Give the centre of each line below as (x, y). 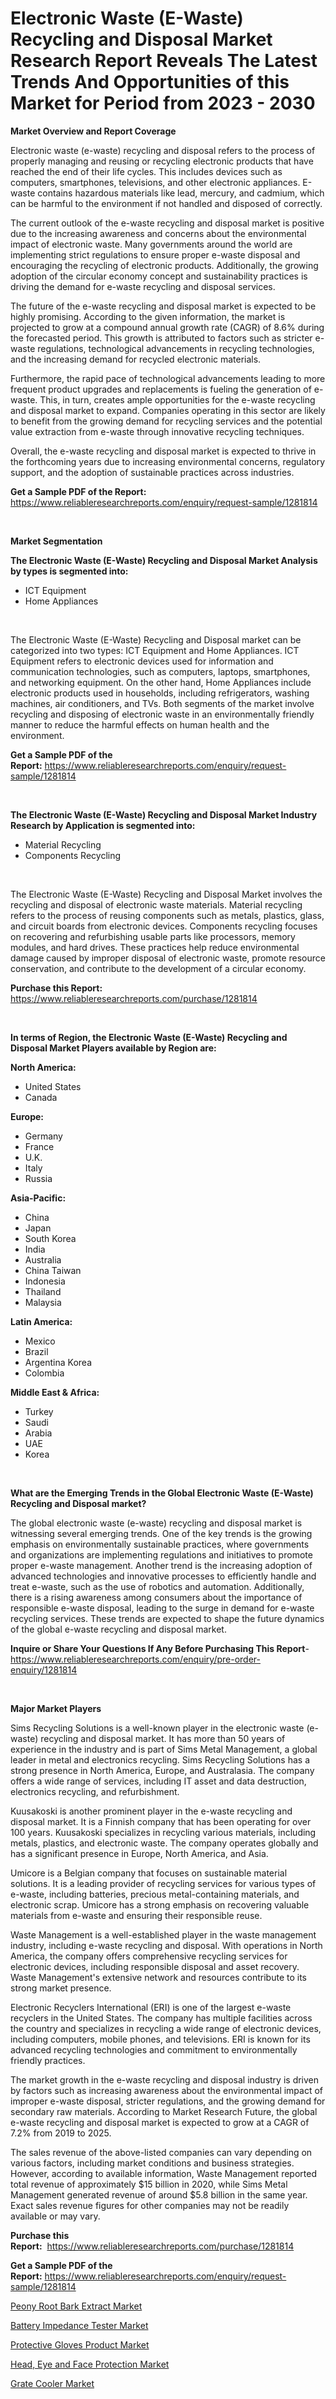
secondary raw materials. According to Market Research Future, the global (164, 2111)
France (39, 1146)
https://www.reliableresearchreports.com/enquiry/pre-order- (135, 1659)
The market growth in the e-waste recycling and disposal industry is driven (165, 2079)
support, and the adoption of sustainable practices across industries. (152, 472)
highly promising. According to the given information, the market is (148, 316)
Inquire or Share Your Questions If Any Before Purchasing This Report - (160, 1648)
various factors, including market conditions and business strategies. (152, 2163)
